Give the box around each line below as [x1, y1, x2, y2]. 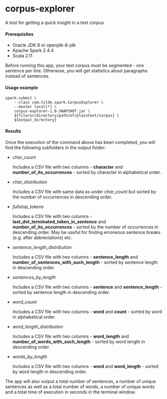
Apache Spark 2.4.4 [12, 47, 54, 53]
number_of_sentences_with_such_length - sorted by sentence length [12, 259, 158, 265]
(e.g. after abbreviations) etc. [12, 234, 72, 240]
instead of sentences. [5, 73, 50, 79]
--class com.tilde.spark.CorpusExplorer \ [14, 100, 104, 105]
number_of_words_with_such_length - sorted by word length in [12, 338, 146, 344]
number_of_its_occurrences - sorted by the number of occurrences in [12, 223, 159, 230]
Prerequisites [5, 31, 34, 37]
